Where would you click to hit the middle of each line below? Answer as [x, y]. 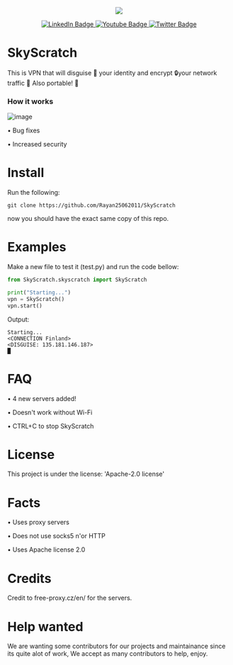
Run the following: [34, 193]
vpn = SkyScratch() [36, 299]
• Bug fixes [24, 130]
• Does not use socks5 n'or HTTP [57, 536]
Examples [37, 247]
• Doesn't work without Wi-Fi [50, 412]
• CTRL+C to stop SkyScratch [51, 426]
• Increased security [37, 144]
